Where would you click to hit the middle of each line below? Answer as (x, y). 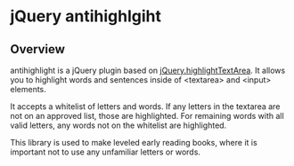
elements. (29, 89)
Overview (38, 49)
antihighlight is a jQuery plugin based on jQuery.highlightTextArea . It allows (148, 70)
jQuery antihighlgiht (86, 16)
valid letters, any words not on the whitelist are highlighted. (118, 125)
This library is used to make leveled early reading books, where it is (134, 142)
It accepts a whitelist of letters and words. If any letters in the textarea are (145, 107)
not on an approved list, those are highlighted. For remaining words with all (147, 116)
